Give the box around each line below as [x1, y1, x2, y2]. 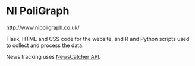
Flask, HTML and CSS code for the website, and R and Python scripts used [6, 35, 190, 42]
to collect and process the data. [6, 42, 84, 49]
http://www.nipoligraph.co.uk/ [6, 24, 80, 31]
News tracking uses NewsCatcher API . [6, 53, 101, 60]
